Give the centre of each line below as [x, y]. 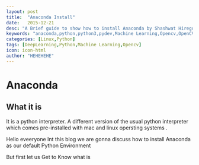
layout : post [22, 12]
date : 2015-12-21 [30, 23]
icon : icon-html [26, 50]
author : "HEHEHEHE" [30, 56]
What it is [24, 107]
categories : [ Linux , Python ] [41, 39]
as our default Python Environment [49, 145]
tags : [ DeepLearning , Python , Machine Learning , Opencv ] [74, 45]
